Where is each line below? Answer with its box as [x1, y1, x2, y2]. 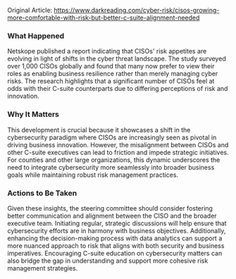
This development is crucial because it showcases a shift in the [7, 125, 191, 134]
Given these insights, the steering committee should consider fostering [7, 204, 213, 212]
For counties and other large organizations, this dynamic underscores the [7, 155, 221, 164]
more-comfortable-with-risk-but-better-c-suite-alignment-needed [7, 13, 200, 22]
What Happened [7, 31, 65, 41]
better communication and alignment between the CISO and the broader [7, 211, 217, 220]
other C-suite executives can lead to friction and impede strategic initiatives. [7, 148, 229, 156]
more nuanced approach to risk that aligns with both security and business [7, 241, 225, 249]
